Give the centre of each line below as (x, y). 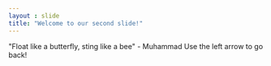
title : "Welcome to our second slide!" (76, 23)
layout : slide (34, 16)
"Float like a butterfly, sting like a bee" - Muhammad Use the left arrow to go (136, 46)
